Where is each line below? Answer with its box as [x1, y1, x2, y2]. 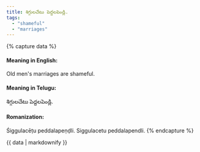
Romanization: [6, 114, 45, 121]
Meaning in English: [6, 56, 58, 64]
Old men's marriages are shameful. [6, 70, 95, 78]
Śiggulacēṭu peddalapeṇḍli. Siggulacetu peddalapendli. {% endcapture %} [6, 126, 194, 134]
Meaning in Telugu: [6, 84, 57, 92]
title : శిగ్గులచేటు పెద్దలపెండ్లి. [6, 9, 69, 15]
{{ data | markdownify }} [6, 139, 68, 146]
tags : [6, 15, 20, 21]
